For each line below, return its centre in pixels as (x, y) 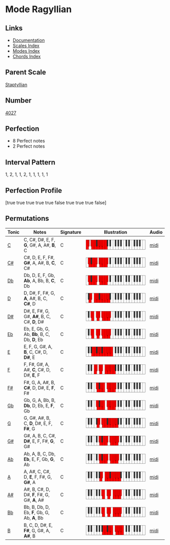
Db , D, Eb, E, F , (39, 405)
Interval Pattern (30, 162)
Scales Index (26, 46)
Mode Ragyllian (38, 9)
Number (18, 101)
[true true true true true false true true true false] (56, 203)
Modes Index (26, 51)
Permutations (27, 218)
